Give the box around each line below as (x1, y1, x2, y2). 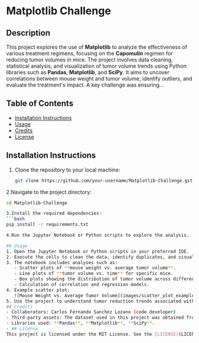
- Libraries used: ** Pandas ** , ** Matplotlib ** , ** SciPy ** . (6, 320, 155, 326)
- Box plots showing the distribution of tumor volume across (14, 276, 171, 282)
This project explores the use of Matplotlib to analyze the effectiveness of (6, 43, 188, 50)
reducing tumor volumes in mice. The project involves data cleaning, (6, 56, 174, 63)
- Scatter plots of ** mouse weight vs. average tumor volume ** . (14, 265, 176, 271)
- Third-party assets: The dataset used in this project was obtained (6, 315, 184, 321)
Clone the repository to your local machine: (14, 166, 120, 173)
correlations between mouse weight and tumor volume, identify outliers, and (6, 75, 192, 82)
